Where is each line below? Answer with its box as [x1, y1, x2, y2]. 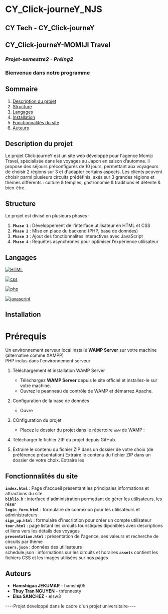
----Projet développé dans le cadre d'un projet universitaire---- [5, 603, 136, 609]
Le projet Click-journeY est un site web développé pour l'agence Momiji [5, 152, 153, 159]
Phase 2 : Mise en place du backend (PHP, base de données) [12, 228, 138, 234]
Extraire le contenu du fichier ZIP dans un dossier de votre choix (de [12, 446, 154, 452]
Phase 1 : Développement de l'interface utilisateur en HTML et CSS [12, 222, 150, 228]
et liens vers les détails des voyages [5, 528, 80, 534]
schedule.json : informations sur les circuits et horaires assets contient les [5, 550, 158, 556]
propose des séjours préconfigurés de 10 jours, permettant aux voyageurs [5, 164, 159, 170]
